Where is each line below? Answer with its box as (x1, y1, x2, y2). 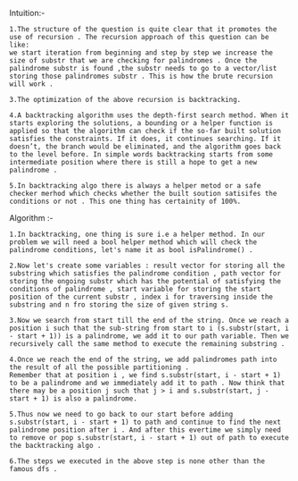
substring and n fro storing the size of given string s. (9, 300, 229, 309)
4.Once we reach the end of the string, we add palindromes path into (9, 355, 277, 364)
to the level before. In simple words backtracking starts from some (9, 150, 274, 159)
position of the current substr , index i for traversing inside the (9, 292, 274, 301)
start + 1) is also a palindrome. (9, 394, 138, 403)
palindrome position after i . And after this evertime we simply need (9, 426, 281, 435)
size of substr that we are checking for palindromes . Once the (9, 56, 257, 65)
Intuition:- (9, 8, 46, 18)
